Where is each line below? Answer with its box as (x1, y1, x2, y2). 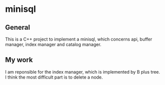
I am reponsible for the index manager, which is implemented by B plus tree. (5, 69, 160, 75)
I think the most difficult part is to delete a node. (5, 74, 103, 80)
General (5, 23, 31, 32)
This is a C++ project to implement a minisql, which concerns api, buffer (5, 36, 153, 42)
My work (5, 56, 33, 64)
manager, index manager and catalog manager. (5, 42, 102, 47)
